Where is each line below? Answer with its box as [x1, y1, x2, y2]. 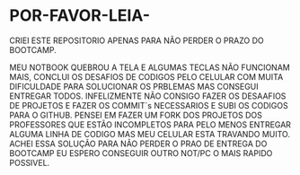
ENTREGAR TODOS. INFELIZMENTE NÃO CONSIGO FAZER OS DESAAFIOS [9, 91, 287, 101]
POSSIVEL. [9, 157, 50, 168]
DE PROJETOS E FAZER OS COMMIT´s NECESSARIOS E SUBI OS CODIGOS [9, 100, 289, 110]
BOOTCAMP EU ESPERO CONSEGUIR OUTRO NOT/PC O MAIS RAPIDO [9, 147, 273, 158]
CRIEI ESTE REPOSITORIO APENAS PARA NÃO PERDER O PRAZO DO [9, 35, 264, 46]
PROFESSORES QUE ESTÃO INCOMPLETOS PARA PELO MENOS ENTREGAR [9, 118, 292, 130]
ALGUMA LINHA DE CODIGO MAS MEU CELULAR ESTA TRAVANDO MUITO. [9, 128, 290, 139]
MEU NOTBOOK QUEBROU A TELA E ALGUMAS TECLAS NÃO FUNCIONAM [9, 62, 290, 73]
